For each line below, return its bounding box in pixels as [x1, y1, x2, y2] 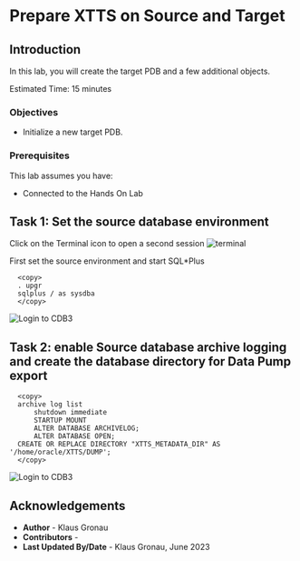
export [9, 367, 48, 383]
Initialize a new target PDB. [22, 126, 123, 137]
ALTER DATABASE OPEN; [33, 432, 116, 441]
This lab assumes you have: [9, 170, 113, 181]
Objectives [9, 105, 59, 118]
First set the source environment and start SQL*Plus [9, 255, 206, 266]
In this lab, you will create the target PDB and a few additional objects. [9, 65, 270, 76]
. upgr [17, 281, 43, 291]
